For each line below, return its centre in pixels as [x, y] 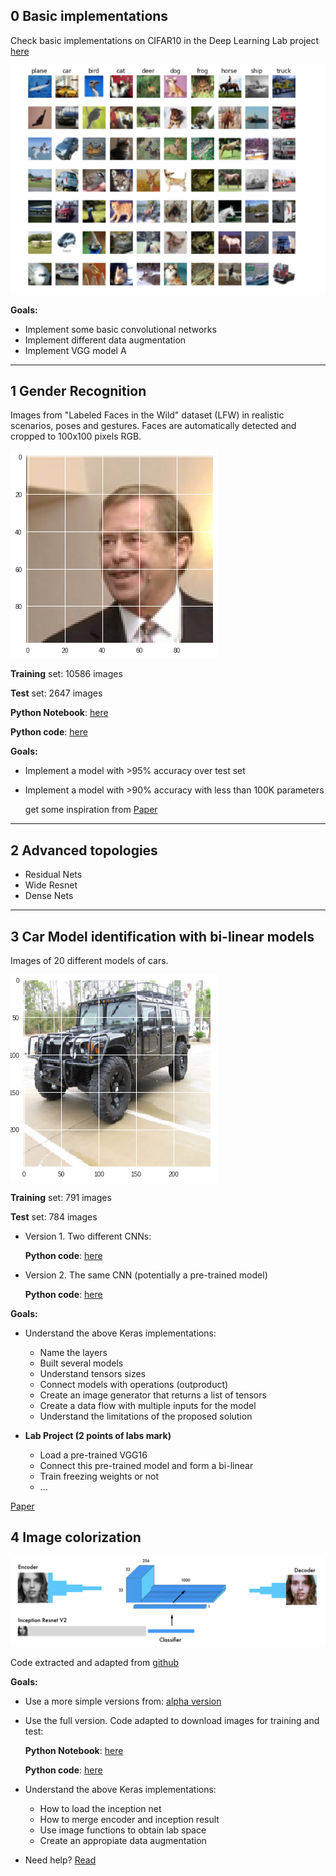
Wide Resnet [51, 885]
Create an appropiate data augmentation [123, 1841]
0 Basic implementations [89, 16]
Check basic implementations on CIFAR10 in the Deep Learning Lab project [165, 40]
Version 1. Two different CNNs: [88, 1236]
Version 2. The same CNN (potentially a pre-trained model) [146, 1275]
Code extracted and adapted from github [95, 1663]
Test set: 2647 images [56, 693]
